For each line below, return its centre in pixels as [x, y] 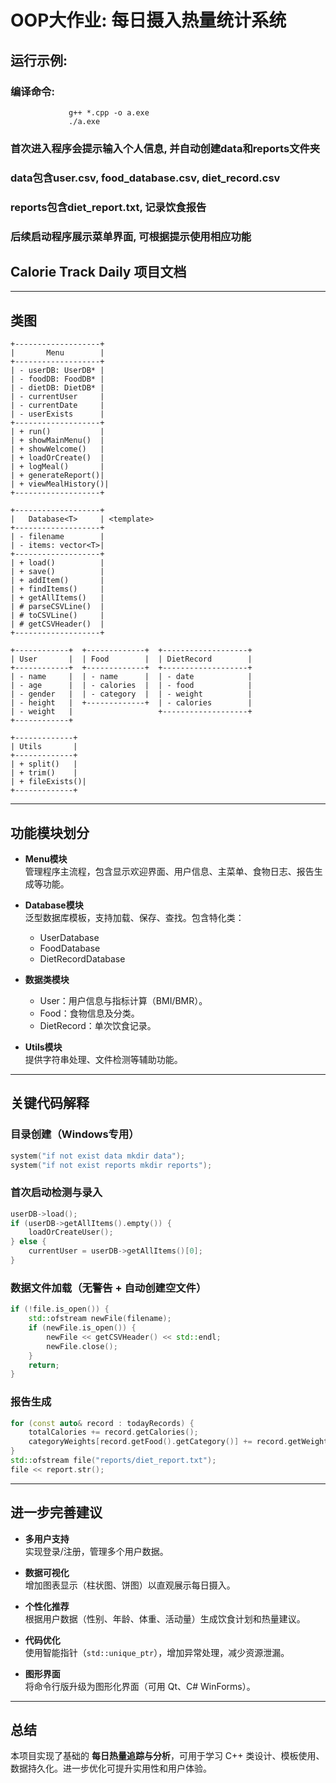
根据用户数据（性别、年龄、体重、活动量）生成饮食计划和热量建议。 [165, 1618]
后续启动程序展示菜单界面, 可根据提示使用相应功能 [131, 236]
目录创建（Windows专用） [75, 1134]
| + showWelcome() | [57, 449]
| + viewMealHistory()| [60, 484]
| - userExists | [57, 414]
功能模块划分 [50, 832]
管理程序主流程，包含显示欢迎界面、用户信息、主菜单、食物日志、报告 [169, 871]
